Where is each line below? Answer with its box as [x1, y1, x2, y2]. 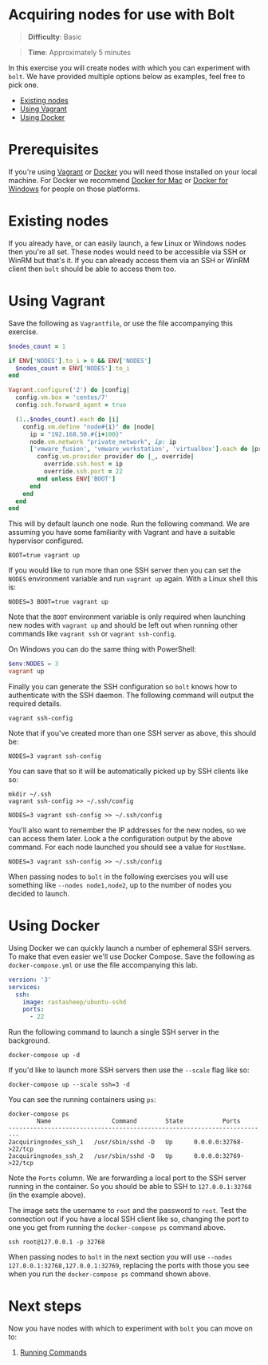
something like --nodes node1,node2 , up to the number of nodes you [8, 880, 232, 889]
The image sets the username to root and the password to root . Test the [8, 1206, 247, 1215]
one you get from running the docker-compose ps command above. [8, 1223, 226, 1232]
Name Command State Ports [37, 1117, 241, 1125]
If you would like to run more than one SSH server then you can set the [8, 565, 242, 575]
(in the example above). [8, 1190, 86, 1200]
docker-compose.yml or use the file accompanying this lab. [8, 960, 198, 969]
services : [8, 983, 41, 991]
